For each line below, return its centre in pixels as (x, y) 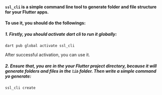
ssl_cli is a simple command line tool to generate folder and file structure (81, 7)
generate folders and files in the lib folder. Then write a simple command (81, 71)
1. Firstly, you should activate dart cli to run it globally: (61, 34)
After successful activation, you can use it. (48, 55)
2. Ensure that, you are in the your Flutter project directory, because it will (81, 66)
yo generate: (18, 76)
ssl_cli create (20, 88)
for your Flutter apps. (27, 12)
